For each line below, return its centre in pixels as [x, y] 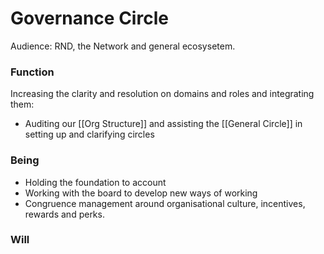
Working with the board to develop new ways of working [141, 193]
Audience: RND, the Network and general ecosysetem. [123, 46]
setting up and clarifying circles [89, 134]
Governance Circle [89, 18]
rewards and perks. [64, 214]
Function [32, 72]
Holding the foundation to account [95, 182]
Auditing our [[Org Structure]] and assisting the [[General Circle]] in [163, 124]
